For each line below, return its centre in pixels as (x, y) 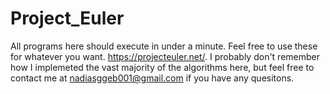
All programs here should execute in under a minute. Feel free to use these (164, 46)
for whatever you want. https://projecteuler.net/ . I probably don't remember (165, 56)
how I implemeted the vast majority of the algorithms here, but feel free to (162, 67)
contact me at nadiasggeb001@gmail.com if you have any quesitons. (152, 78)
